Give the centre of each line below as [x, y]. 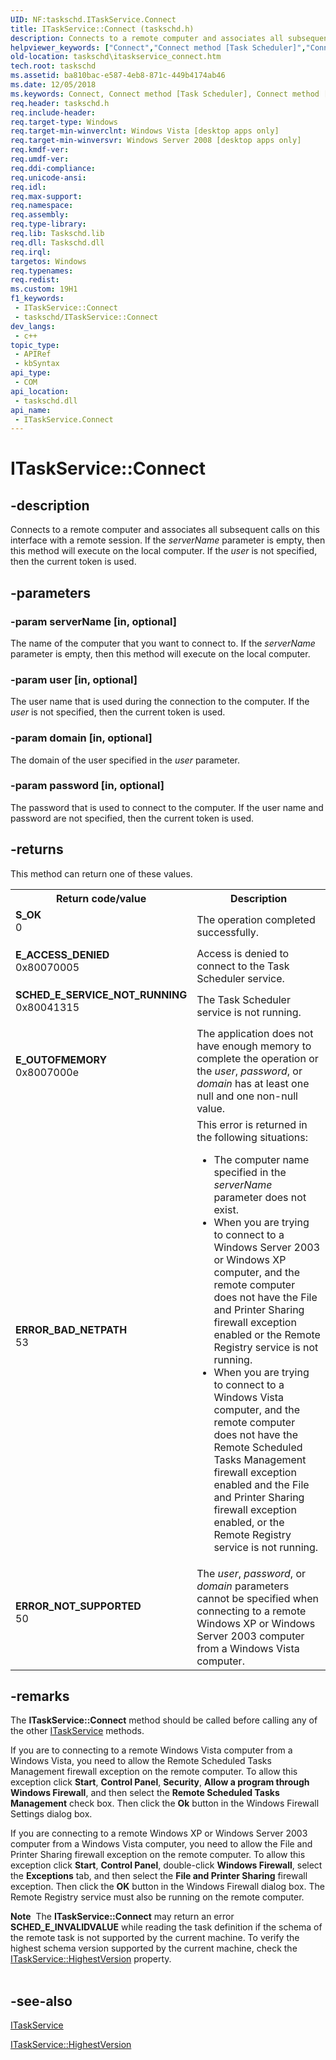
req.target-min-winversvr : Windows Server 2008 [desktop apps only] [156, 141]
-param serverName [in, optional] [93, 621]
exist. [226, 1209]
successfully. [228, 932]
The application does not [255, 1033]
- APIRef [33, 354]
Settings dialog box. [51, 1814]
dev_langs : [33, 326]
